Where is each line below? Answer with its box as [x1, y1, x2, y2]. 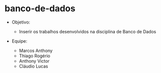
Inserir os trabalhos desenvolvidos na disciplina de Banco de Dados [19, 28, 157, 34]
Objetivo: [11, 19, 30, 25]
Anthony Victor [19, 58, 50, 64]
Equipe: [11, 38, 27, 44]
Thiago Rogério [19, 52, 51, 59]
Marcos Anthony [19, 48, 53, 53]
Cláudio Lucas [19, 63, 49, 69]
